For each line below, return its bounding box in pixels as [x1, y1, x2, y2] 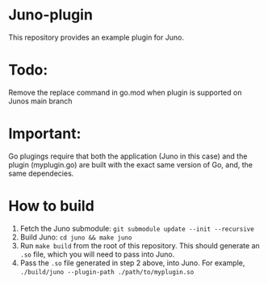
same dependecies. [8, 168, 74, 178]
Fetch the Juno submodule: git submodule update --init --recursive [19, 223, 254, 233]
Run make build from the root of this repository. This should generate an [19, 240, 260, 250]
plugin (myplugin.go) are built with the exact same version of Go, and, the [8, 159, 253, 169]
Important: [8, 125, 82, 143]
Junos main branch [8, 95, 73, 106]
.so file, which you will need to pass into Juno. [19, 249, 175, 259]
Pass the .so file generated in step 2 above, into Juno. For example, [19, 257, 245, 268]
